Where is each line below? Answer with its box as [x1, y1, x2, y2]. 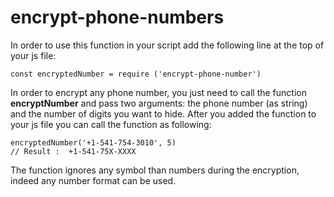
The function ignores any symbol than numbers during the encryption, [10, 164, 300, 176]
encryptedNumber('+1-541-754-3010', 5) [10, 137, 177, 148]
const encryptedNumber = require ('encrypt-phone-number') [10, 69, 262, 79]
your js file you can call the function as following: [10, 118, 212, 130]
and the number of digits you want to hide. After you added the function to [10, 107, 317, 120]
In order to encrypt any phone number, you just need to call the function [10, 86, 307, 98]
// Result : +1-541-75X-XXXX [10, 146, 137, 156]
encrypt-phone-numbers [10, 6, 225, 29]
